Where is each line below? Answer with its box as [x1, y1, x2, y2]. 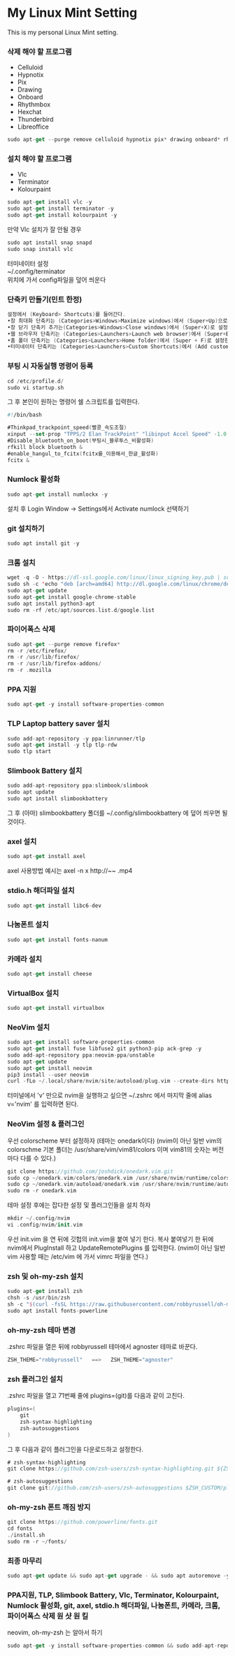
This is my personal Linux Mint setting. [7, 28, 119, 36]
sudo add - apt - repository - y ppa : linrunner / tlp [7, 735, 145, 742]
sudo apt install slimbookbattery [7, 795, 108, 802]
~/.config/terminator [7, 267, 66, 276]
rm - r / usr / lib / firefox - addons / [7, 660, 101, 667]
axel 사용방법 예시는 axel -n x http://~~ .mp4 [7, 866, 133, 875]
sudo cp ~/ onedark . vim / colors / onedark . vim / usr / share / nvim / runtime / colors [7, 1174, 230, 1181]
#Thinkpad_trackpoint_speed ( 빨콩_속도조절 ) [7, 424, 127, 431]
